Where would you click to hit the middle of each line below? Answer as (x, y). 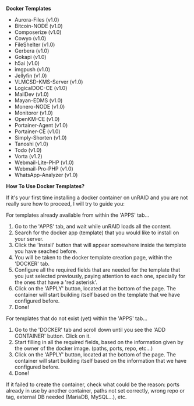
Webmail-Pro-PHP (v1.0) (44, 169)
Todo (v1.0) (28, 150)
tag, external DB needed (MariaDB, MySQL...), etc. (66, 397)
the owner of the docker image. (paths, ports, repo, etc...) (84, 348)
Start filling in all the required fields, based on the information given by (99, 342)
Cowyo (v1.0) (30, 38)
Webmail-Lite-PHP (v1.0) (44, 162)
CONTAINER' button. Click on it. (53, 336)
